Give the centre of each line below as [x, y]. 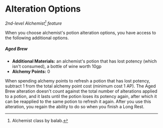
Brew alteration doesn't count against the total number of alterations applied [81, 91]
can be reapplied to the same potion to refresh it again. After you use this [78, 101]
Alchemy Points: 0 [31, 71]
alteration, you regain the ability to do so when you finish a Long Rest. [75, 106]
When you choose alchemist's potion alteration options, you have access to [81, 32]
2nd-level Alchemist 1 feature [33, 23]
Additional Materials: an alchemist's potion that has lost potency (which [84, 61]
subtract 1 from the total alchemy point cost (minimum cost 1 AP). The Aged [81, 86]
